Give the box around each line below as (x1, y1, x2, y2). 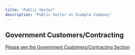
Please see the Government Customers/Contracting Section (5, 44, 130, 50)
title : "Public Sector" (5, 7, 56, 13)
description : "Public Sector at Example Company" (5, 12, 112, 17)
